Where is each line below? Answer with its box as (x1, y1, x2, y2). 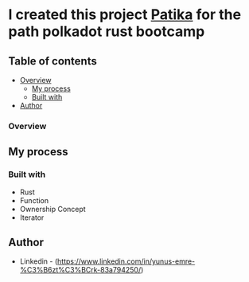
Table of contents (8, 54, 97, 68)
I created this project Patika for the (8, 6, 241, 24)
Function (19, 195, 49, 205)
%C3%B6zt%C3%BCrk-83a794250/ (19, 265, 142, 275)
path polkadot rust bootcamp (8, 22, 205, 41)
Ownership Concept (19, 204, 86, 213)
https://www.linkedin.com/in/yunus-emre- (56, 257, 196, 266)
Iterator (19, 213, 45, 222)
